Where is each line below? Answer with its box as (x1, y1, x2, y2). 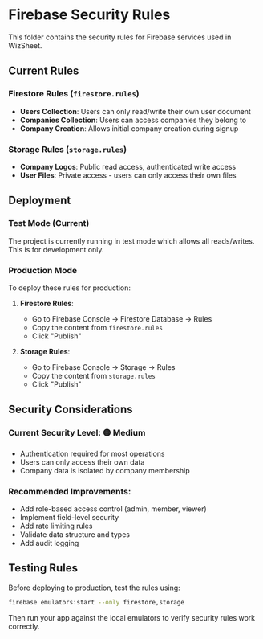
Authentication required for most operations (19, 449, 165, 458)
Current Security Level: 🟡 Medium (8, 428, 146, 439)
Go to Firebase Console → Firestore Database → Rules (31, 313, 212, 323)
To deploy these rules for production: (8, 283, 131, 293)
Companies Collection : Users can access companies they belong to (19, 115, 247, 125)
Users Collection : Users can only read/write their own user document (19, 106, 251, 116)
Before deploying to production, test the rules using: (8, 583, 180, 592)
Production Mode (8, 264, 78, 276)
